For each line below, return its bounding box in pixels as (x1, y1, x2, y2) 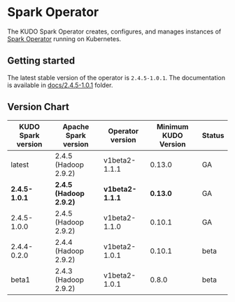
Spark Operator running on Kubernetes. (7, 34, 122, 43)
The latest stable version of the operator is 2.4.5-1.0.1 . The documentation (7, 73, 226, 82)
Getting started (7, 55, 76, 67)
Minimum (156, 121, 189, 131)
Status (201, 130, 225, 140)
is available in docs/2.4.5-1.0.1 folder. (7, 81, 113, 89)
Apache (62, 121, 90, 131)
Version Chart (7, 101, 70, 113)
